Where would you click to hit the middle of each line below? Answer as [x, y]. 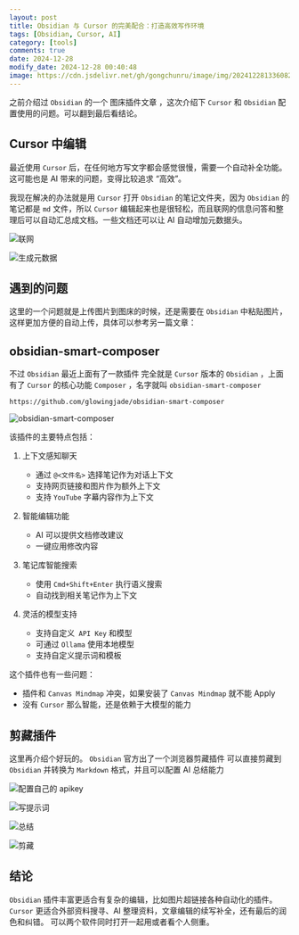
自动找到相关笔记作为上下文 [86, 595]
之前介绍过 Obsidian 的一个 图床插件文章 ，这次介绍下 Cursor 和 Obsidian [143, 102]
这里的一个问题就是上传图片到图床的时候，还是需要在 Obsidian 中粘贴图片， [148, 311]
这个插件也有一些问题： [52, 674]
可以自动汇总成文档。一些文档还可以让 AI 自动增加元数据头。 [136, 219]
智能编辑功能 [45, 516]
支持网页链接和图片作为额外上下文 [98, 486]
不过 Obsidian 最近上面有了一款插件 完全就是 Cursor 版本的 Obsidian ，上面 [147, 374]
